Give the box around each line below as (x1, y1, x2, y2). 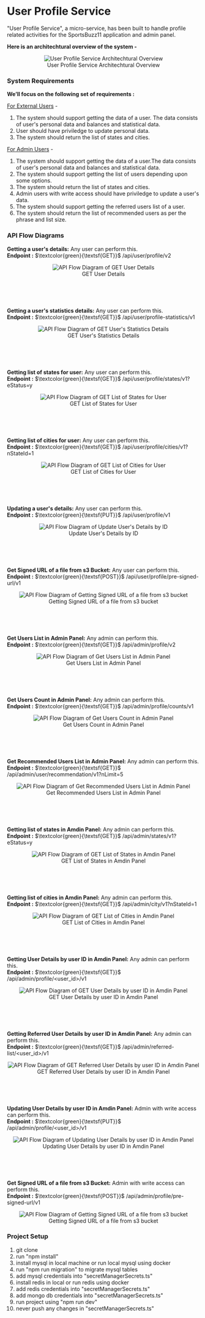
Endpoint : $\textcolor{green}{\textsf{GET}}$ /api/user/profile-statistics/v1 (7, 313, 195, 321)
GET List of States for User (70, 400, 137, 407)
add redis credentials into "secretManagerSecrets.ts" (15, 1285, 151, 1292)
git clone (15, 1246, 39, 1253)
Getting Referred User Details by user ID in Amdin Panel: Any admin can (7, 1030, 192, 1037)
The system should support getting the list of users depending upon (15, 170, 188, 178)
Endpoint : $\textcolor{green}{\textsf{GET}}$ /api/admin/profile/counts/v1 (7, 702, 194, 710)
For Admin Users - (7, 146, 54, 153)
